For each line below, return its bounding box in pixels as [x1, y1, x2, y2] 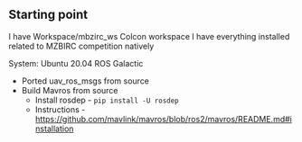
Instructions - [34, 103, 86, 115]
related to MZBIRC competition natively [8, 40, 155, 51]
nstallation [34, 123, 74, 134]
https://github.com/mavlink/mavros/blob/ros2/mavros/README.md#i [34, 113, 293, 124]
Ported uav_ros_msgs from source [21, 75, 150, 86]
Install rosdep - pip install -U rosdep [34, 94, 180, 105]
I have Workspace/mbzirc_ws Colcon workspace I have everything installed [8, 31, 290, 41]
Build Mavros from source [21, 84, 118, 95]
